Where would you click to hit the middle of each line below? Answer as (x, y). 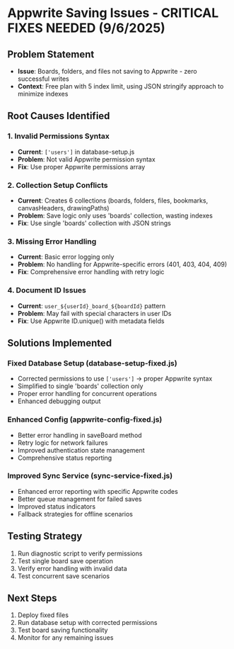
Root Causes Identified (59, 116)
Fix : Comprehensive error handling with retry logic (91, 272)
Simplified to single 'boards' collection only (80, 386)
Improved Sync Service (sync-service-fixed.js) (90, 476)
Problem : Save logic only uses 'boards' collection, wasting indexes (115, 215)
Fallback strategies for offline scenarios (75, 514)
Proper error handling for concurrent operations (87, 394)
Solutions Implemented (59, 343)
